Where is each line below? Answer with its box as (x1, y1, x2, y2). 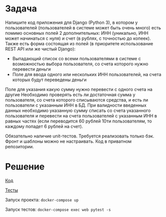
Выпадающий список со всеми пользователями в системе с (12, 55, 141, 61)
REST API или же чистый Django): (5, 46, 76, 52)
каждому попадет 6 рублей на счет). (5, 123, 83, 129)
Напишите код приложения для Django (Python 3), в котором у (5, 19, 138, 25)
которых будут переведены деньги (12, 77, 87, 83)
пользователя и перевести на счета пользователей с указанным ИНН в (5, 112, 157, 118)
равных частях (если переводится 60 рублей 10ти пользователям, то (5, 118, 152, 124)
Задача (5, 3, 37, 14)
